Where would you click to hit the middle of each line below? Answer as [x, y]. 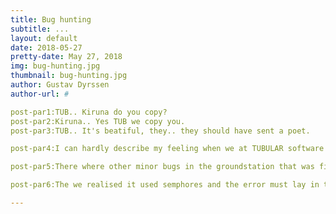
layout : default [44, 38]
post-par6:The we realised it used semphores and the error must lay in [165, 185]
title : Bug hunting [51, 19]
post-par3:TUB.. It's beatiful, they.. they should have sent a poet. [160, 131]
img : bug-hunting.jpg [55, 66]
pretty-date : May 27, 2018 [66, 57]
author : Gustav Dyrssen [60, 85]
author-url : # [40, 94]
